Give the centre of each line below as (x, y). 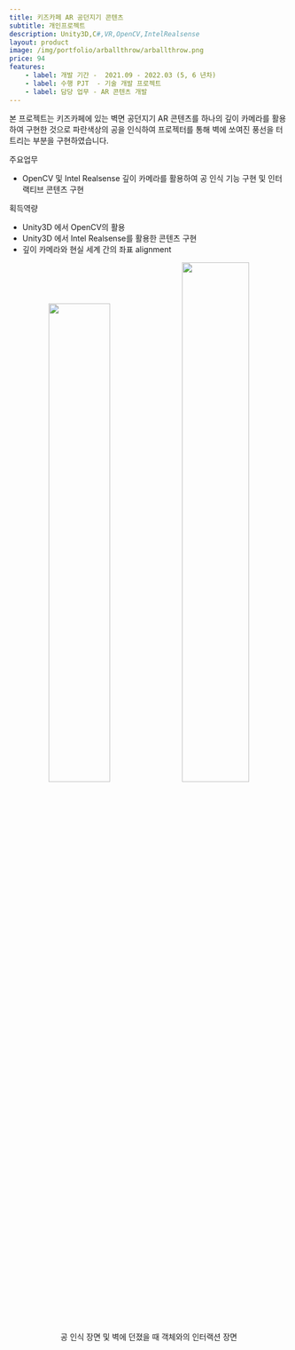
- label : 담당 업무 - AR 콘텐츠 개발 (86, 91)
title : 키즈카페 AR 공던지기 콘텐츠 (66, 17)
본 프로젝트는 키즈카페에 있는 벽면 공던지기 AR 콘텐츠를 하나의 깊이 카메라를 (140, 118)
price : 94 (27, 59)
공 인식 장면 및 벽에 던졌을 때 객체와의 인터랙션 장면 (149, 1337)
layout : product (39, 42)
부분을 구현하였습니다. (70, 140)
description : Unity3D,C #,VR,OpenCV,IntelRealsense (105, 34)
